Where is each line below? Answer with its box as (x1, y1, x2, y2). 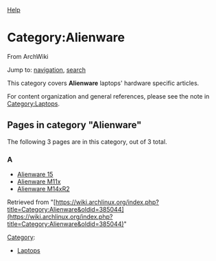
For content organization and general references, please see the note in (7, 92, 210, 100)
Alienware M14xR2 (16, 185, 70, 193)
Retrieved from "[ (7, 198, 56, 206)
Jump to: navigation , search (7, 65, 86, 74)
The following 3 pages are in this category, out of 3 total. (7, 137, 167, 146)
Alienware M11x (16, 177, 61, 186)
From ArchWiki (7, 52, 49, 60)
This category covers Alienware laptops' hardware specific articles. (7, 79, 200, 87)
